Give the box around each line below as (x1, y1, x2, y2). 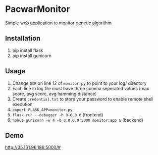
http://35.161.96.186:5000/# (5, 145, 61, 151)
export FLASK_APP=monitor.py (12, 107, 73, 112)
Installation (5, 34, 41, 43)
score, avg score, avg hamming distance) (12, 91, 97, 97)
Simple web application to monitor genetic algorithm (5, 20, 112, 26)
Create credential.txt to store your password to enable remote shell (12, 96, 154, 102)
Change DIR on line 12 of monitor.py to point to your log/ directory (12, 80, 147, 86)
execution (12, 101, 33, 107)
